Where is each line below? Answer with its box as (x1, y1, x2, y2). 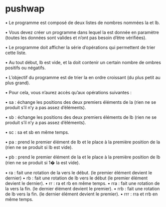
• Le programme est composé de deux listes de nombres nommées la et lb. (5, 20, 161, 26)
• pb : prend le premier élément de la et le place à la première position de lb (5, 154, 161, 160)
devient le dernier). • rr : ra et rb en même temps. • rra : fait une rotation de (5, 180, 160, 186)
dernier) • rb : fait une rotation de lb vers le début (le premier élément (5, 175, 148, 181)
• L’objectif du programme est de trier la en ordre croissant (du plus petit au (5, 74, 161, 80)
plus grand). (5, 80, 30, 86)
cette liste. (5, 50, 27, 56)
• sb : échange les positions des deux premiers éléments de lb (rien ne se (5, 114, 157, 120)
